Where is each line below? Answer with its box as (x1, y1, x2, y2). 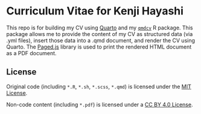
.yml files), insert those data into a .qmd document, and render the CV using (6, 37, 195, 44)
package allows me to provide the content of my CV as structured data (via (6, 30, 193, 37)
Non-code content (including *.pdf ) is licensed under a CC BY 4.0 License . (6, 101, 193, 108)
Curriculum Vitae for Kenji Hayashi (6, 4, 184, 18)
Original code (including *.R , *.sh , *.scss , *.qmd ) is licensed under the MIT (6, 83, 191, 90)
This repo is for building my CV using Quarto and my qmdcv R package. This (6, 24, 193, 31)
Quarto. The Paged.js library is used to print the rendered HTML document (6, 43, 192, 50)
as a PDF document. (6, 49, 57, 56)
